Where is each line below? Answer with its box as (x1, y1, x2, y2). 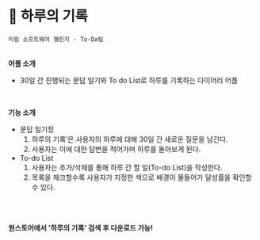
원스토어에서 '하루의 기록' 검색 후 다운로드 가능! (8, 223, 153, 232)
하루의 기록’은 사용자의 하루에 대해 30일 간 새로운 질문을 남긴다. (31, 134, 228, 143)
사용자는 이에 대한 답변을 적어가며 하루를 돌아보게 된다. (31, 144, 201, 154)
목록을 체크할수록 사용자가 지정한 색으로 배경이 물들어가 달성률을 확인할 (31, 172, 252, 182)
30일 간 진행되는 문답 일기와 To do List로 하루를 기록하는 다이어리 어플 (19, 75, 239, 85)
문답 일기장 (19, 124, 55, 134)
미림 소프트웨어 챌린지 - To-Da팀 (8, 35, 104, 44)
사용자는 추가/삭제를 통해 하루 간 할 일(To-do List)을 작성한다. (31, 162, 223, 172)
